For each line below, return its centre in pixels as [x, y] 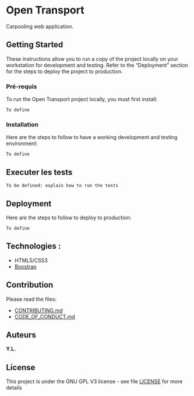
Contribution [30, 285]
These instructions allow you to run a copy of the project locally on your [92, 58]
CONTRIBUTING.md [38, 310]
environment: [22, 143]
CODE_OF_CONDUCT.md [45, 316]
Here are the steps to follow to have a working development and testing [92, 137]
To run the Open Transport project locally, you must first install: [82, 99]
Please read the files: [31, 299]
